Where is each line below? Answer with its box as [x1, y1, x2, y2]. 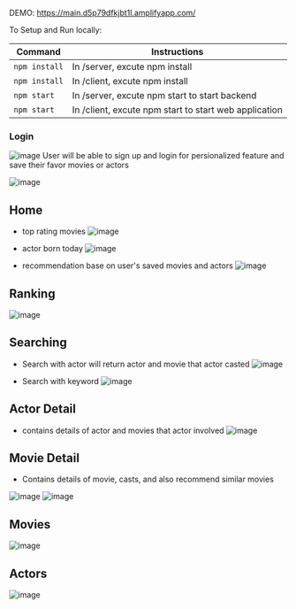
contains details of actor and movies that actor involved [21, 425, 224, 436]
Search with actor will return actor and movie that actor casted [21, 358, 250, 369]
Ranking [9, 286, 56, 301]
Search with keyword [21, 375, 100, 386]
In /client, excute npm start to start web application [72, 104, 283, 116]
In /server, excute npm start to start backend [72, 89, 257, 101]
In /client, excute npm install [72, 75, 188, 87]
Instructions [151, 46, 204, 58]
